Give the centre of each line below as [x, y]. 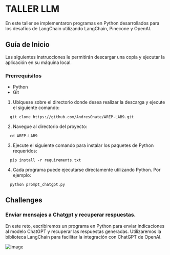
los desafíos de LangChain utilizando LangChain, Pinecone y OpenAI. [78, 28]
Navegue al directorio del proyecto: [50, 126]
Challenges [24, 200]
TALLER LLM [33, 9]
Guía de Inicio [27, 45]
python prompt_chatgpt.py [38, 185]
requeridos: [25, 151]
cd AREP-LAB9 [24, 136]
